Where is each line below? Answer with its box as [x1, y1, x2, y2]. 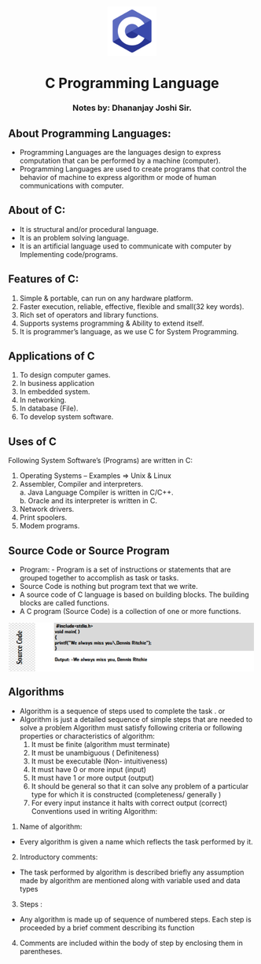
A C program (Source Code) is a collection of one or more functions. [19, 606, 241, 616]
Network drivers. [19, 505, 75, 514]
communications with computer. [19, 181, 124, 190]
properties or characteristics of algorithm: [19, 731, 156, 741]
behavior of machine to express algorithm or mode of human [19, 172, 217, 182]
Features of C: [8, 273, 79, 286]
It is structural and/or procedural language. [19, 224, 159, 234]
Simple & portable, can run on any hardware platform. [19, 293, 194, 303]
